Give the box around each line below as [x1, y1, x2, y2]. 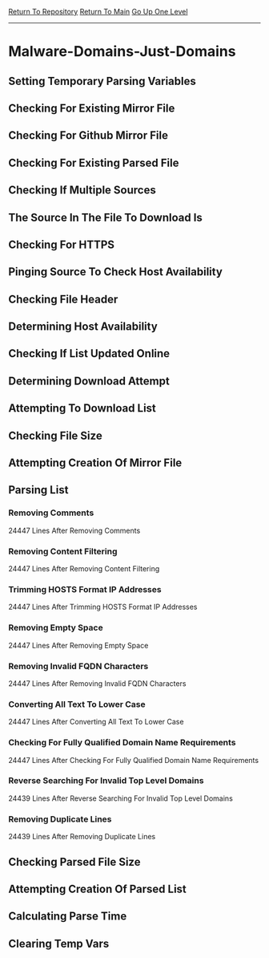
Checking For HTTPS [8, 237, 114, 251]
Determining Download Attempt [8, 374, 170, 388]
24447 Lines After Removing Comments [8, 526, 141, 535]
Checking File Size [8, 428, 102, 442]
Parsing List [8, 483, 69, 497]
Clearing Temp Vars [8, 936, 110, 950]
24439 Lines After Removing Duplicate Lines [8, 832, 156, 842]
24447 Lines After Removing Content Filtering [8, 564, 160, 574]
